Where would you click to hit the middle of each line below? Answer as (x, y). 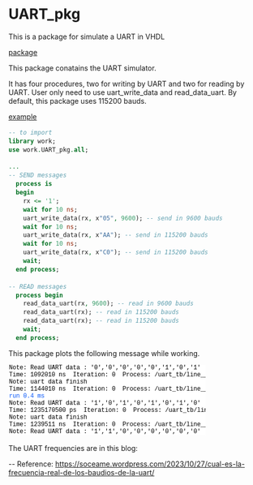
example (23, 116)
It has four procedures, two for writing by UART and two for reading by (126, 84)
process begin (39, 295)
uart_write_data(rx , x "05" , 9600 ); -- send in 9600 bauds (123, 218)
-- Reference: (31, 464)
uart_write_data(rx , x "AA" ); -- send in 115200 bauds (116, 235)
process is (34, 184)
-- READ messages (38, 286)
